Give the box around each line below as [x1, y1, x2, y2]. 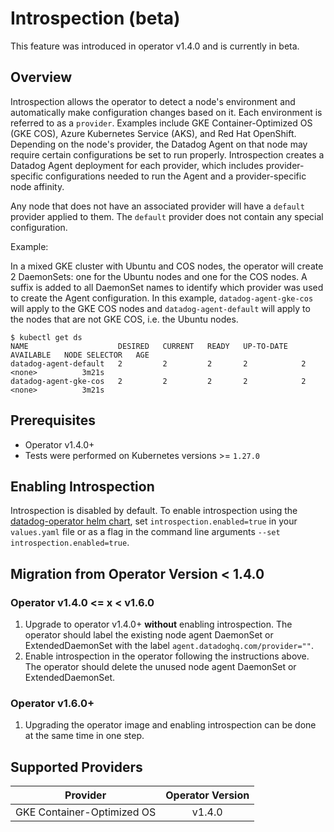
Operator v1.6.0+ [10, 696, 95, 710]
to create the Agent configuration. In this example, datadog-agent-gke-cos [10, 292, 314, 304]
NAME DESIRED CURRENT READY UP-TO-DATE [10, 341, 288, 351]
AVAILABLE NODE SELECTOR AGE [10, 350, 150, 360]
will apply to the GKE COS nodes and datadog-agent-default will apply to [10, 302, 311, 314]
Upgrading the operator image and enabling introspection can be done [24, 719, 317, 731]
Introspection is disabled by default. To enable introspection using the [10, 505, 298, 517]
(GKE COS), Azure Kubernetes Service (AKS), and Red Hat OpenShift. [10, 127, 297, 139]
